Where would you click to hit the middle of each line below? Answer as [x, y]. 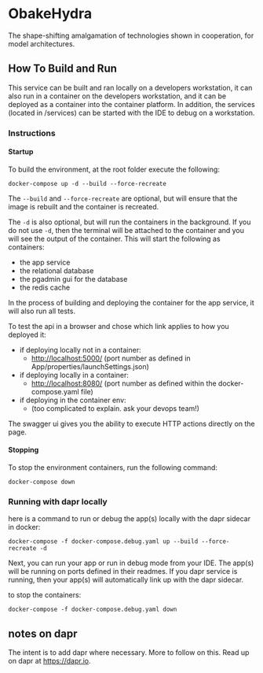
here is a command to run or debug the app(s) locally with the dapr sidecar [130, 519]
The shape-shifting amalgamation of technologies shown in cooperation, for [131, 35]
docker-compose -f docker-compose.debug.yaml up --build [103, 542]
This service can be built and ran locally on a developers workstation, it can [130, 87]
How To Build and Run [63, 69]
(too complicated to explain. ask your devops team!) [115, 408]
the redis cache [45, 287]
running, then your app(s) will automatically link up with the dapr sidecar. [126, 580]
